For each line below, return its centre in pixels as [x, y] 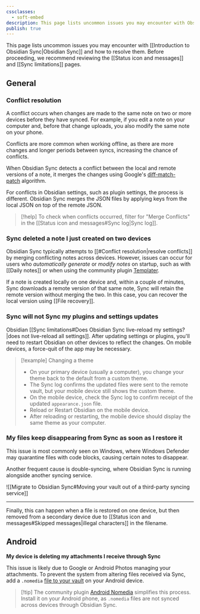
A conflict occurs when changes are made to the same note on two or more [99, 113]
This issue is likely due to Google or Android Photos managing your [88, 567]
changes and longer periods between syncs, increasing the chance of [92, 150]
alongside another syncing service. [49, 475]
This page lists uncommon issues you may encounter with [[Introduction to [98, 45]
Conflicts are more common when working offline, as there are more [90, 143]
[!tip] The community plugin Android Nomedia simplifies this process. [106, 592]
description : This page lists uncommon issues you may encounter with [96, 23]
